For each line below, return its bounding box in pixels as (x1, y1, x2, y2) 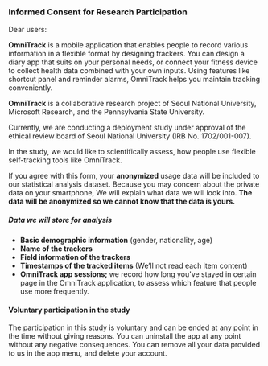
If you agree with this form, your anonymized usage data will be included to (8, 171, 260, 181)
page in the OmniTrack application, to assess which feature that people (19, 278, 257, 288)
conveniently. (8, 83, 53, 93)
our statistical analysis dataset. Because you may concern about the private (8, 179, 260, 189)
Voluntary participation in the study (8, 305, 130, 315)
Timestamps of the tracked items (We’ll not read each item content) (19, 261, 248, 271)
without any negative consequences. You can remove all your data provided (8, 340, 260, 350)
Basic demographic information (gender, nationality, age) (19, 236, 213, 245)
